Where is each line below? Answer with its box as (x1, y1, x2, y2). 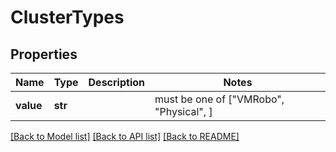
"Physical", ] (154, 105, 213, 118)
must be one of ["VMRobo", (154, 92, 285, 106)
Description (88, 76, 145, 89)
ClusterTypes (10, 6, 125, 29)
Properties (10, 46, 78, 63)
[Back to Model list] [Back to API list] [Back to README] (10, 131, 240, 142)
